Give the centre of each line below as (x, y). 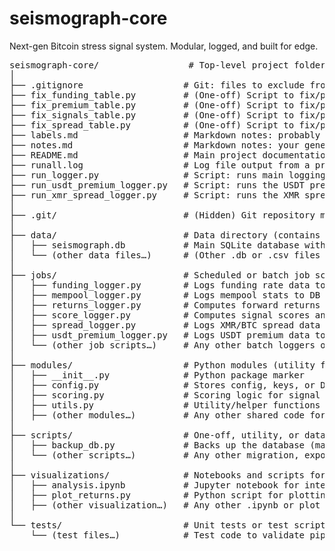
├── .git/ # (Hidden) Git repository (162, 215)
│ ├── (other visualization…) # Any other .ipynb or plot (165, 505)
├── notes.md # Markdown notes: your (154, 145)
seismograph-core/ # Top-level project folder (167, 65)
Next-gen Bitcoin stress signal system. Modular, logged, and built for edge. (164, 46)
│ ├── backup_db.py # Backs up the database (157, 445)
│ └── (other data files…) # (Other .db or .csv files (165, 255)
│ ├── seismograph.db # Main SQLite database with (167, 245)
